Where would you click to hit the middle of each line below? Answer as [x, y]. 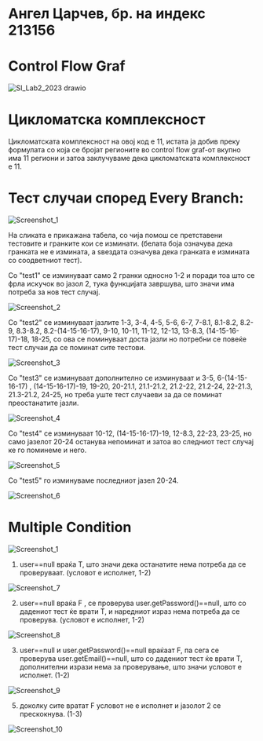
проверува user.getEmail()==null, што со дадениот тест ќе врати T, [131, 658]
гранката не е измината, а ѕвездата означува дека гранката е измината [129, 252]
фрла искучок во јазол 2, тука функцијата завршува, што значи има [121, 284]
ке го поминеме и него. [47, 450]
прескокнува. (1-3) [51, 714]
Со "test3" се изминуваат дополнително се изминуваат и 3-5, [112, 378]
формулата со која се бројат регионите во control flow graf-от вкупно [124, 150]
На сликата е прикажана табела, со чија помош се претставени [115, 235]
